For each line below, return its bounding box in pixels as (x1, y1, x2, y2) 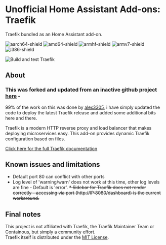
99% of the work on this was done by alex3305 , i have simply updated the (5, 104, 160, 110)
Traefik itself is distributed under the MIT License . (5, 234, 109, 240)
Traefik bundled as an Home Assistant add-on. (5, 31, 103, 37)
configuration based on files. (5, 136, 65, 142)
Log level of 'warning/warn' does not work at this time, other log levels (12, 179, 160, 185)
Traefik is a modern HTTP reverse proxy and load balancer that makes (5, 125, 152, 131)
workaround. (12, 195, 39, 201)
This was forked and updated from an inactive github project (5, 86, 157, 94)
